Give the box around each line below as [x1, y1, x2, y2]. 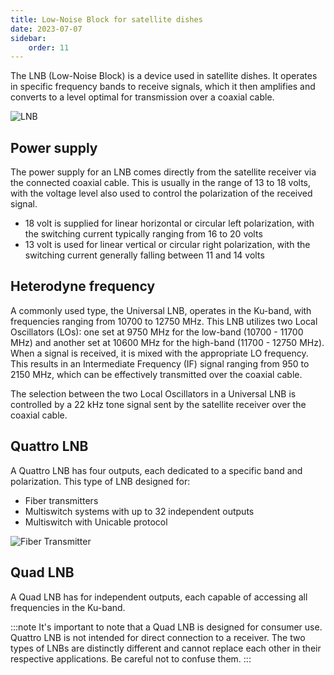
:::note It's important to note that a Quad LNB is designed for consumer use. [10, 621, 323, 633]
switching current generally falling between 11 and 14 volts [24, 249, 265, 261]
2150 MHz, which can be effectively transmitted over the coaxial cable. [10, 368, 303, 380]
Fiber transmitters [24, 494, 99, 506]
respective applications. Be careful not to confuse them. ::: [10, 652, 252, 665]
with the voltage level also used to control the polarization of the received [10, 187, 313, 200]
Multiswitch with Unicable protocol [24, 516, 168, 528]
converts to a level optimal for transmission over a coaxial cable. [10, 91, 275, 103]
